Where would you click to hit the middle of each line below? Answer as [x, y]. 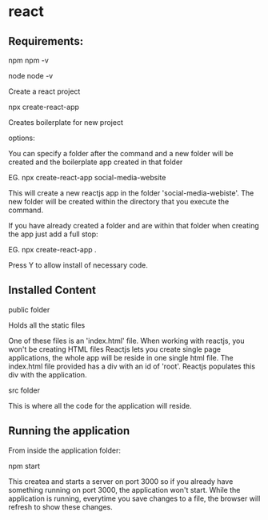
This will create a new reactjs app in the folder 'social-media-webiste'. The [131, 193]
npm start [24, 466]
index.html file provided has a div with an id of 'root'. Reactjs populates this [132, 366]
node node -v [31, 76]
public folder [29, 309]
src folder [24, 390]
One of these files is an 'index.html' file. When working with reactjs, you [127, 341]
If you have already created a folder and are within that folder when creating [134, 226]
